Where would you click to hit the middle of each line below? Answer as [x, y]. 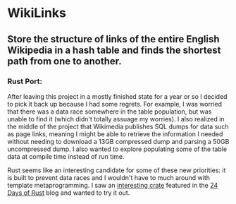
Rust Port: [25, 81]
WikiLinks [37, 13]
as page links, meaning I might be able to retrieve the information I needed [115, 134]
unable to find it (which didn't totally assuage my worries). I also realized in [116, 119]
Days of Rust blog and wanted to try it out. [69, 193]
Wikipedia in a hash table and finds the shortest [114, 50]
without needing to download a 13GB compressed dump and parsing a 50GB [118, 141]
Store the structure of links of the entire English [113, 39]
